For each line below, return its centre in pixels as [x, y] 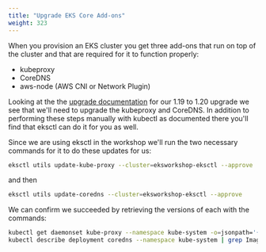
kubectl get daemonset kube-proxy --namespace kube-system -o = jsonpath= [131, 233]
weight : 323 [28, 23]
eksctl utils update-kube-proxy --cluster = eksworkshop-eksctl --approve [131, 165]
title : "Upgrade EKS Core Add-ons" [67, 15]
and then [23, 180]
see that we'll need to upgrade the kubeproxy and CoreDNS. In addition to [129, 110]
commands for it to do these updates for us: [80, 151]
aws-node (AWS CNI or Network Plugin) [85, 86]
